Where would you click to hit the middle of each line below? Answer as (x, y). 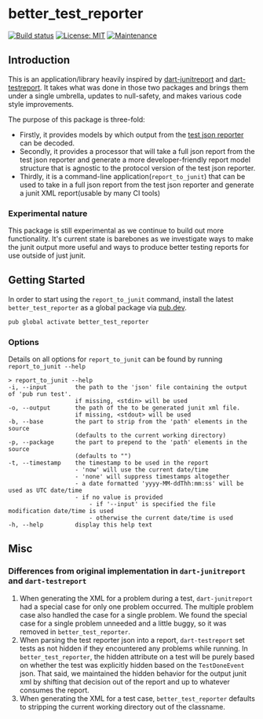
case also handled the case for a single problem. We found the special (133, 614)
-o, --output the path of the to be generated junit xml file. (124, 408)
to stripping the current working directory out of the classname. (122, 706)
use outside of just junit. (47, 255)
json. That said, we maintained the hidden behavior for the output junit (133, 673)
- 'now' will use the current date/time (142, 470)
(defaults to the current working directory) (150, 436)
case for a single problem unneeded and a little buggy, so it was (123, 623)
